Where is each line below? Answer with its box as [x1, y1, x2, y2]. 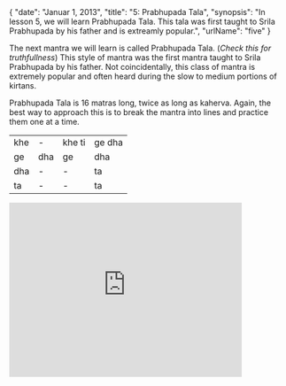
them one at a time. [9, 117, 80, 127]
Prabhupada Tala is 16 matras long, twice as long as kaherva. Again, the [9, 97, 272, 108]
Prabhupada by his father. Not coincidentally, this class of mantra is [9, 62, 255, 72]
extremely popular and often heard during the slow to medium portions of [9, 71, 277, 81]
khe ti [62, 136, 86, 148]
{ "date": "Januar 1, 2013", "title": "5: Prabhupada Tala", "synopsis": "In [9, 7, 266, 17]
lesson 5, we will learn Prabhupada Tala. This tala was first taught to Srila [9, 16, 276, 27]
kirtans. [9, 81, 37, 90]
